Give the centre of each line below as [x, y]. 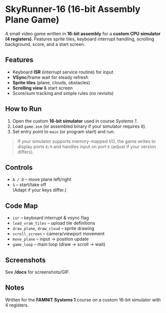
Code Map [22, 206]
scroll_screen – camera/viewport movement [58, 234]
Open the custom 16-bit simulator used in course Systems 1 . [75, 121]
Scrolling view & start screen [42, 88]
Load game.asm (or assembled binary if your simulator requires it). [79, 126]
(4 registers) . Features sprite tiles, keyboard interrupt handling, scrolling [80, 39]
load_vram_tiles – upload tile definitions [54, 223]
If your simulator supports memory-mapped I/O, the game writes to [86, 141]
